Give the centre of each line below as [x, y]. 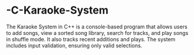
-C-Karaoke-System [57, 10]
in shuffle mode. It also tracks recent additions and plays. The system [91, 39]
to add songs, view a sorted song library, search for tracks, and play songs [97, 33]
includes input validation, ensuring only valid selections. [74, 46]
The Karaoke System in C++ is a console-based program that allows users [97, 27]
